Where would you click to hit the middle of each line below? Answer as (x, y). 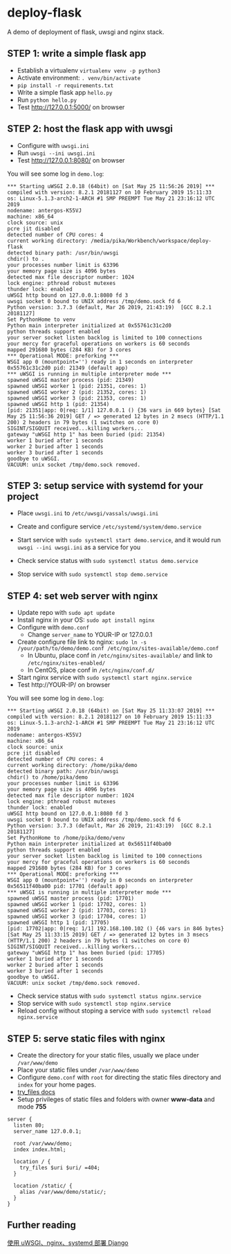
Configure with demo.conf (53, 627)
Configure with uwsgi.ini (53, 145)
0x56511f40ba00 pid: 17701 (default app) (68, 887)
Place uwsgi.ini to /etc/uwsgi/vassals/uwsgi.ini (88, 513)
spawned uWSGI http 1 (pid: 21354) (58, 404)
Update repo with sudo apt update (66, 613)
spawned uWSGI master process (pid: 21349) (71, 380)
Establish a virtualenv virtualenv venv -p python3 (89, 70)
